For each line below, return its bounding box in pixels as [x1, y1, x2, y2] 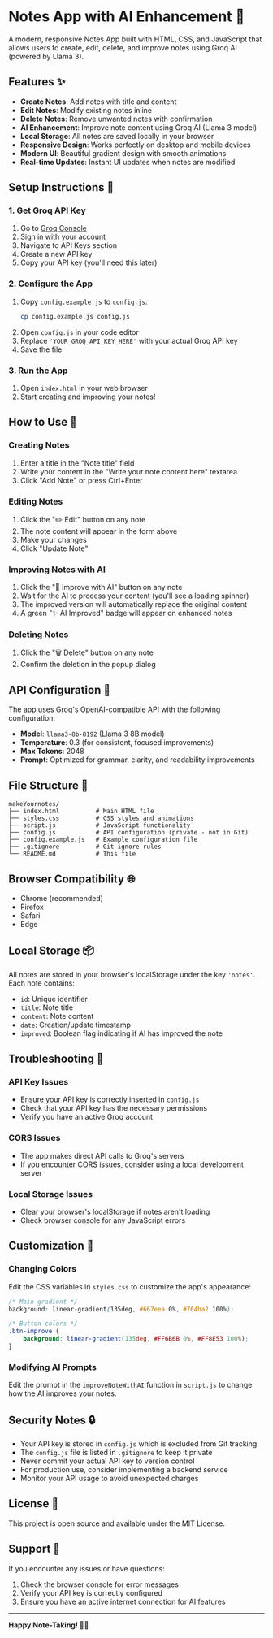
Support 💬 [8, 1542, 61, 1556]
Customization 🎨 [8, 1239, 94, 1253]
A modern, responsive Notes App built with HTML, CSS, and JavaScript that [8, 34, 262, 44]
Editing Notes [8, 496, 63, 507]
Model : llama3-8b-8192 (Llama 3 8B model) [19, 729, 165, 739]
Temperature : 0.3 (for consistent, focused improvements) [19, 738, 214, 747]
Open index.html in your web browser [19, 383, 148, 392]
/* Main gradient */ [8, 1298, 79, 1306]
